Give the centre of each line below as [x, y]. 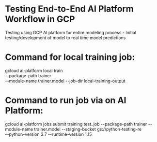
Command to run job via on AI [66, 100]
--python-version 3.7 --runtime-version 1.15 [48, 134]
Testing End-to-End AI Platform [70, 9]
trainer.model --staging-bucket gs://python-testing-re [88, 129]
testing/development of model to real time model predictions [65, 38]
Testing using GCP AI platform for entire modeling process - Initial [71, 32]
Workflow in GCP [40, 19]
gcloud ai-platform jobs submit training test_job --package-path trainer [76, 124]
